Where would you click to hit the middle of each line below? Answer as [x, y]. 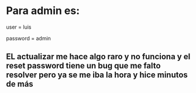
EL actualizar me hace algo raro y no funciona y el [98, 57]
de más [20, 84]
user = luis [19, 27]
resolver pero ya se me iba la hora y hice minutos [97, 75]
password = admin [29, 38]
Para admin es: [43, 11]
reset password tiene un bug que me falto [83, 66]
